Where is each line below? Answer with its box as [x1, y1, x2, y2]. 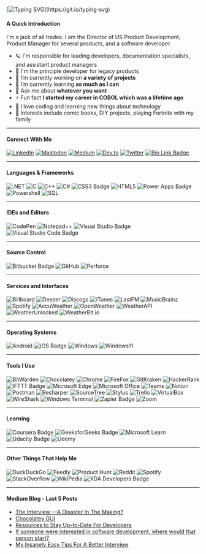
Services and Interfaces [6, 282, 69, 289]
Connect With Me [6, 135, 52, 143]
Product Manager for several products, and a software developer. [6, 40, 172, 47]
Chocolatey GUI [15, 515, 56, 522]
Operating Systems [6, 328, 57, 336]
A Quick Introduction [6, 20, 61, 27]
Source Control [6, 249, 46, 256]
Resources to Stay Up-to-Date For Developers [15, 522, 132, 529]
